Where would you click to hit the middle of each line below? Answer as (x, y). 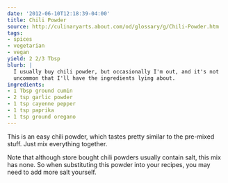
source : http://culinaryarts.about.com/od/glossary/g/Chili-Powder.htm (113, 26)
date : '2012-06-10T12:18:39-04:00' (59, 14)
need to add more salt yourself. (52, 172)
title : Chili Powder (37, 20)
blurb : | (20, 65)
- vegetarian (26, 46)
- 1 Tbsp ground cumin (40, 91)
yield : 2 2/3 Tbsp (34, 59)
